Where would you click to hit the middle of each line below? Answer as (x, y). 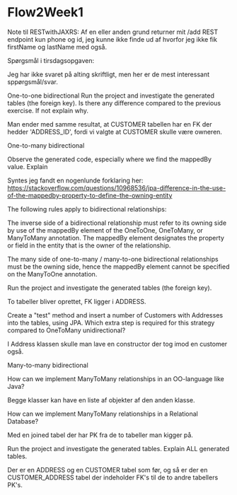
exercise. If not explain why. (48, 110)
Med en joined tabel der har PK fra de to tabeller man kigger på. (100, 435)
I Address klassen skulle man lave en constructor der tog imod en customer (117, 344)
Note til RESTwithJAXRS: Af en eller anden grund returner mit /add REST (113, 32)
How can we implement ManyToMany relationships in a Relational (103, 414)
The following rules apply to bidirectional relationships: (87, 209)
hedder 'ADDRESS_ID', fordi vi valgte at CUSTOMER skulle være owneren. (115, 132)
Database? (23, 421)
